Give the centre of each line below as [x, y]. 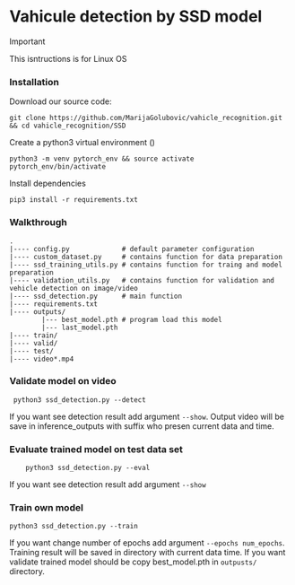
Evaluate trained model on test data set [96, 449]
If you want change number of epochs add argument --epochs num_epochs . [147, 543]
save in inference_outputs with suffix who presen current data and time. [142, 426]
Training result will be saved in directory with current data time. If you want [147, 553]
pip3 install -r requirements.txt [74, 200]
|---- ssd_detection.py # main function [95, 296]
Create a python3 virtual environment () [82, 143]
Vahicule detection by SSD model [136, 17]
